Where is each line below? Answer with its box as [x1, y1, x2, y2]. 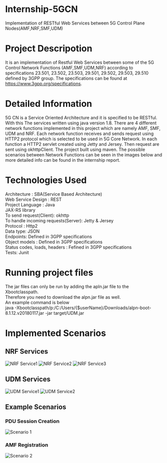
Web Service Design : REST [5, 196, 62, 202]
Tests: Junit [5, 249, 29, 255]
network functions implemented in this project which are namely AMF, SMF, [5, 125, 161, 131]
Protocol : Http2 [5, 223, 38, 229]
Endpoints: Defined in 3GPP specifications [5, 233, 92, 239]
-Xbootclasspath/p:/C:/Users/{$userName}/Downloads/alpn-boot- [14, 305, 152, 311]
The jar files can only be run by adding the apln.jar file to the [5, 283, 129, 289]
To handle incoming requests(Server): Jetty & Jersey [5, 217, 114, 223]
